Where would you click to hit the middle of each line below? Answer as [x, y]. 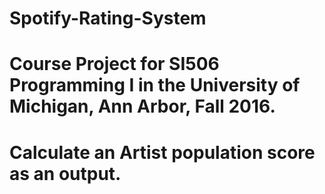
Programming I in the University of [155, 85]
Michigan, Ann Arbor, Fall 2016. [142, 106]
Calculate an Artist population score [162, 152]
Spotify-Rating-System [108, 18]
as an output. [65, 173]
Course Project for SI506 [114, 64]
